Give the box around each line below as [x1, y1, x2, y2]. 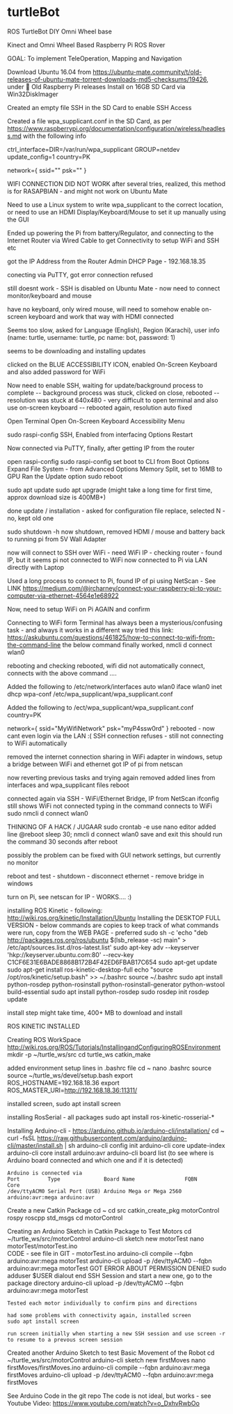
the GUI [7, 215, 29, 224]
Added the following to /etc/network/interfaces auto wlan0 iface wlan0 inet [7, 682, 223, 690]
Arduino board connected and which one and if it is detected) [7, 1156, 184, 1164]
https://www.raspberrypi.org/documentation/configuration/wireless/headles [7, 124, 226, 132]
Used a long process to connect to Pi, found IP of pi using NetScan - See [7, 576, 216, 585]
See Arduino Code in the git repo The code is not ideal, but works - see [7, 1391, 211, 1400]
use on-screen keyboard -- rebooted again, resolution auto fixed [7, 403, 193, 412]
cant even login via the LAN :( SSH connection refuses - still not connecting [7, 731, 224, 740]
